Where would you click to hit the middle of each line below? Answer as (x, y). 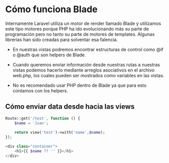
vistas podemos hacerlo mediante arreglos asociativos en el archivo (83, 70)
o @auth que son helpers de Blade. (49, 55)
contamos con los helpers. (40, 90)
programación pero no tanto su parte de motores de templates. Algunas (80, 34)
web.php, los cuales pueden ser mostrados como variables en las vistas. (88, 75)
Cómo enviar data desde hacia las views (70, 107)
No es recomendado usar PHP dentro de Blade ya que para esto (79, 85)
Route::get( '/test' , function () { (43, 118)
